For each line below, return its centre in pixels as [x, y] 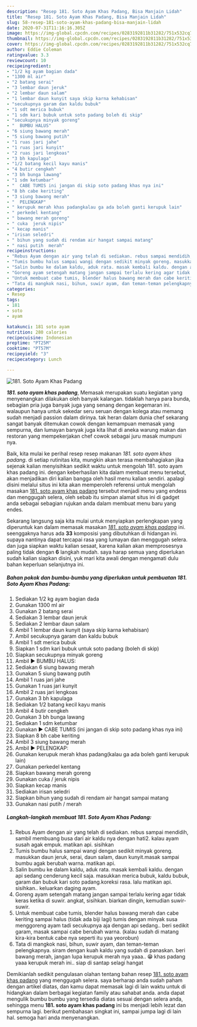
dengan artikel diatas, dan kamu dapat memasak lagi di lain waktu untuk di [96, 986]
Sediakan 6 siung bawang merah [55, 667]
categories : [21, 289]
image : [15, 33]
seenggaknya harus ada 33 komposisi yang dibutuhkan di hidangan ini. [92, 533]
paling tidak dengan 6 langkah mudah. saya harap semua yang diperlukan [96, 552]
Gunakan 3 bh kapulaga [44, 698]
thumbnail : [20, 39]
